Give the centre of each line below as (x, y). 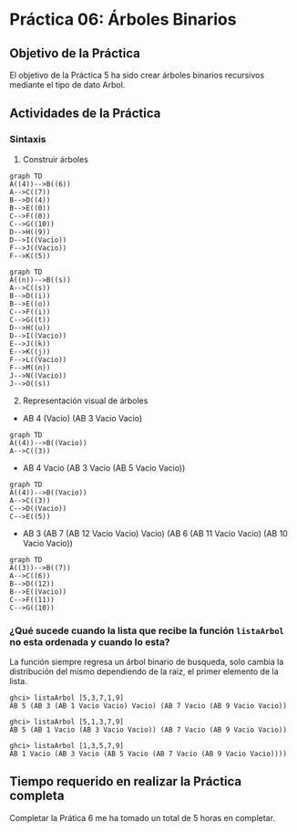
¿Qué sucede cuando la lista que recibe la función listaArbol (147, 630)
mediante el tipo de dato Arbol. (67, 85)
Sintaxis (28, 140)
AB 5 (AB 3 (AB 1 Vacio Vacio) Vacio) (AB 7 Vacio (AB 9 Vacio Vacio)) (148, 706)
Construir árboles (56, 159)
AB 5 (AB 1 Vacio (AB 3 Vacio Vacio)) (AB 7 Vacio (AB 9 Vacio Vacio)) (148, 730)
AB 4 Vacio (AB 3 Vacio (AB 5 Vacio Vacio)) (104, 468)
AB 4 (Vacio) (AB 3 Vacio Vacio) (82, 418)
